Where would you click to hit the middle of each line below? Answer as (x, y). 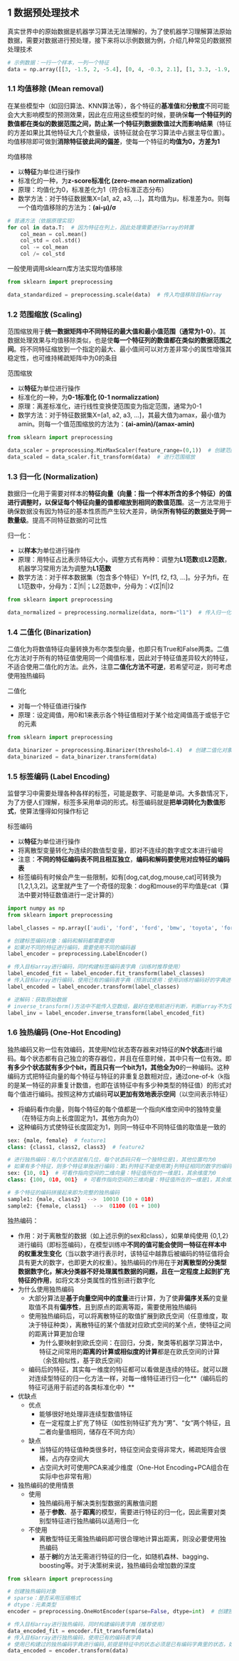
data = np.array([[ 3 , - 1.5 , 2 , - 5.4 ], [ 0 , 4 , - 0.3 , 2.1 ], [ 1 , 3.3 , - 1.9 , (119, 69)
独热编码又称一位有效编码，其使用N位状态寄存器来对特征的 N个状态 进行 (112, 1049)
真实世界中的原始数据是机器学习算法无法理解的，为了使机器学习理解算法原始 (119, 31)
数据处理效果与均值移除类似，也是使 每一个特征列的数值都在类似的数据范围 (116, 340)
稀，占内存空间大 (64, 1458)
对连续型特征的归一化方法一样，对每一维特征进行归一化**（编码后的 (128, 1378)
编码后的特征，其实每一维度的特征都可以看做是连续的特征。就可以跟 (128, 1369)
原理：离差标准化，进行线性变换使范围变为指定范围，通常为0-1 (110, 406)
